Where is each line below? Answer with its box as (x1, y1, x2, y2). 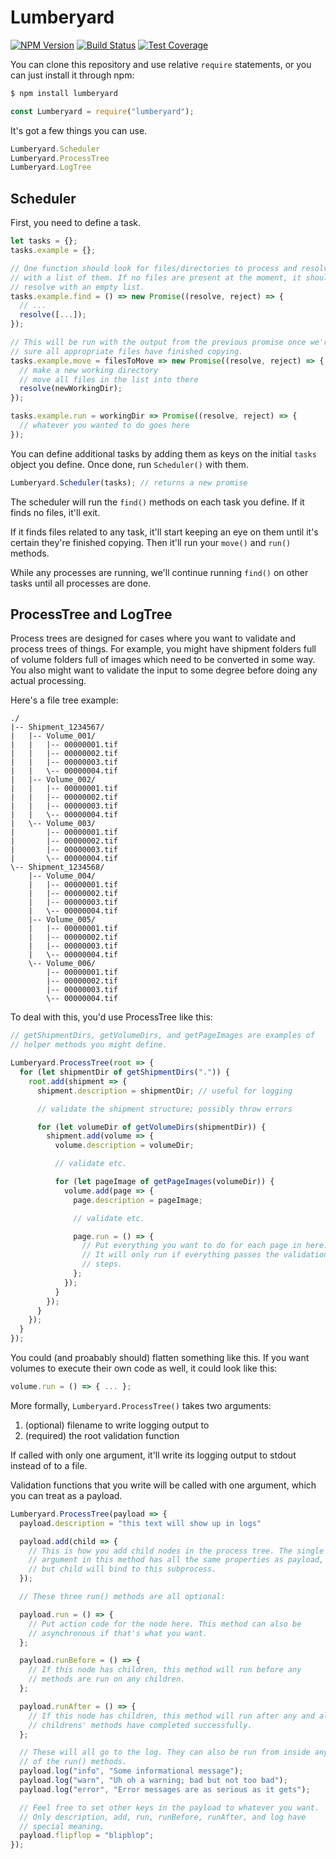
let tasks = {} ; (10, 236, 78, 246)
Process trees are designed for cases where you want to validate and (10, 632, 297, 645)
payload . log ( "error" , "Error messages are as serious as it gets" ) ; (19, 1784, 311, 1795)
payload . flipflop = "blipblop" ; (19, 1831, 155, 1841)
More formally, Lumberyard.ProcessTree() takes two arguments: (10, 1399, 272, 1411)
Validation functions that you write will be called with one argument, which (10, 1479, 317, 1491)
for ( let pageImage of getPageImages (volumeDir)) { (54, 1177, 275, 1187)
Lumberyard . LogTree (10, 162, 92, 173)
